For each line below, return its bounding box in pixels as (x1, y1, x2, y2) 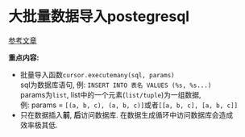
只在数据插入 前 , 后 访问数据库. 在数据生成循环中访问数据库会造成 (19, 110, 234, 119)
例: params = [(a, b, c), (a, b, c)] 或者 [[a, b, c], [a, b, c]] (19, 100, 239, 110)
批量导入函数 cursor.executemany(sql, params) (19, 69, 175, 79)
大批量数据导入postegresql (8, 7, 190, 26)
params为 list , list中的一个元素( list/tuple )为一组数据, (19, 89, 201, 99)
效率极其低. (19, 120, 58, 130)
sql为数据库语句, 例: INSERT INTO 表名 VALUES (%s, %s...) (19, 80, 212, 89)
